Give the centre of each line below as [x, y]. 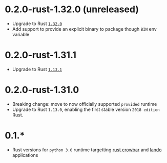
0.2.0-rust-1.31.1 [40, 55]
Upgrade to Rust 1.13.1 [37, 69]
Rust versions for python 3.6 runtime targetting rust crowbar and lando [87, 150]
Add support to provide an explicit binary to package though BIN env [84, 29]
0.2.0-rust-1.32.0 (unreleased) [72, 9]
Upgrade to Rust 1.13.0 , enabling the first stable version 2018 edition [86, 109]
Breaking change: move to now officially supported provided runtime [85, 104]
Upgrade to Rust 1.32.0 [37, 24]
